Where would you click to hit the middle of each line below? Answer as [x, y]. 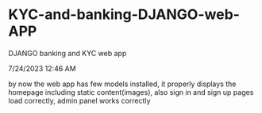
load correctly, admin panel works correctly [79, 100]
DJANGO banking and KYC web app [67, 53]
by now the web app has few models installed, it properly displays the [122, 84]
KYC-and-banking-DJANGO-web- [124, 15]
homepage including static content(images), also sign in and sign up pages [131, 92]
